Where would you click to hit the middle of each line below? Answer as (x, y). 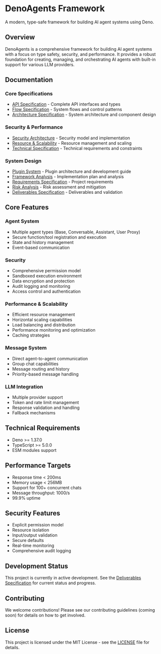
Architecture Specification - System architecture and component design (84, 114)
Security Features (33, 513)
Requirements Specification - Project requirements (63, 182)
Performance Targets (38, 466)
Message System (26, 348)
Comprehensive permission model (46, 271)
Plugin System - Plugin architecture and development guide (72, 171)
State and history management (43, 242)
